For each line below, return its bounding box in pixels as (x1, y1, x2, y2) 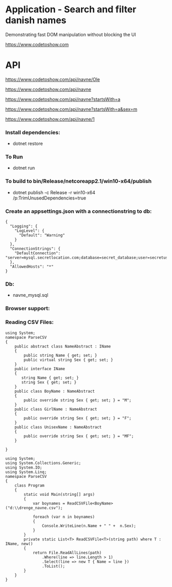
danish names (5, 14, 67, 26)
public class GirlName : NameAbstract (14, 407, 97, 412)
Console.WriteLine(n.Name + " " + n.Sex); (41, 523, 137, 529)
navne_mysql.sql (12, 292, 49, 298)
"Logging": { (10, 224, 38, 229)
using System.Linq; (5, 469, 47, 475)
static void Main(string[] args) (24, 492, 95, 497)
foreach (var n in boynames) (32, 514, 95, 519)
